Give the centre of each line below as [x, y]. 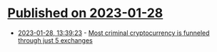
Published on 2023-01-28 [85, 13]
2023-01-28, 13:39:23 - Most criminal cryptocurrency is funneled [113, 33]
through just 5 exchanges [55, 40]
